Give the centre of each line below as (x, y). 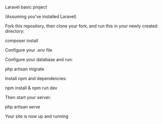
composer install (22, 41)
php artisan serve (23, 107)
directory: (15, 31)
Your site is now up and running (37, 116)
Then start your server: (28, 97)
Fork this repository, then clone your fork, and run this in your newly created (81, 26)
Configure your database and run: (39, 60)
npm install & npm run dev (31, 88)
